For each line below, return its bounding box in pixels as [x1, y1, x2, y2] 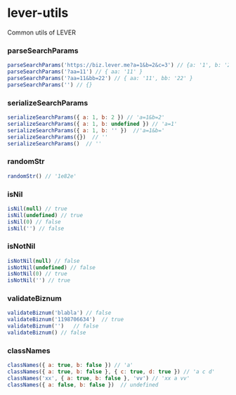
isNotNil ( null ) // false [7, 257, 80, 264]
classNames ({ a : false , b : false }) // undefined [7, 381, 159, 388]
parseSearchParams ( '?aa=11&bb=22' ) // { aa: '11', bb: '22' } [7, 75, 193, 82]
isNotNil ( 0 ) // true [7, 271, 68, 278]
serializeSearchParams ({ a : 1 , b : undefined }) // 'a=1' [7, 120, 178, 127]
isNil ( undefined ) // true [7, 212, 83, 219]
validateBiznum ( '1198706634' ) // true [7, 316, 124, 323]
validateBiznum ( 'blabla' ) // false [7, 309, 112, 317]
